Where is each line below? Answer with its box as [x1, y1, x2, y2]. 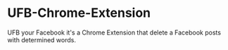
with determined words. [7, 35, 76, 44]
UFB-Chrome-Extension [7, 5, 151, 21]
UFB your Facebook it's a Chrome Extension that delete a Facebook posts [7, 28, 222, 37]
